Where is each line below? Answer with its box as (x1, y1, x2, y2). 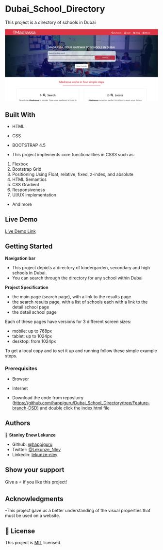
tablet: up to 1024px (12, 333, 52, 339)
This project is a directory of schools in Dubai (5, 19, 96, 25)
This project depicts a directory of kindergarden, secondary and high (12, 264, 150, 270)
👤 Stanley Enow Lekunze (5, 432, 56, 437)
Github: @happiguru (12, 441, 52, 447)
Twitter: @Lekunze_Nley (12, 446, 61, 452)
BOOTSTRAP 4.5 (12, 142, 46, 148)
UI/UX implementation (12, 192, 57, 197)
